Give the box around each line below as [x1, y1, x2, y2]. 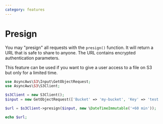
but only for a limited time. [5, 70, 58, 75]
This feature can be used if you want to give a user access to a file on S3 [5, 64, 152, 70]
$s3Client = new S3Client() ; [5, 93, 65, 98]
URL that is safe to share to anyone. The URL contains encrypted [5, 50, 136, 55]
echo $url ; [5, 115, 27, 120]
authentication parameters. [5, 55, 60, 61]
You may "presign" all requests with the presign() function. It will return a [5, 45, 154, 50]
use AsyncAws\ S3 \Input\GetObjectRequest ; [5, 79, 91, 84]
